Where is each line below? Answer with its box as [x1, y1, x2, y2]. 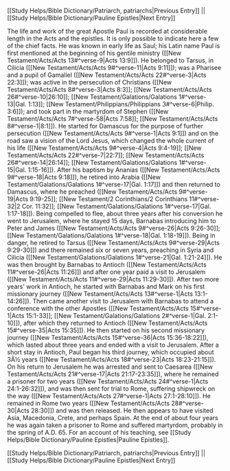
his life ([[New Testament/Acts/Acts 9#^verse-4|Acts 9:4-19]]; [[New [7, 144, 202, 152]
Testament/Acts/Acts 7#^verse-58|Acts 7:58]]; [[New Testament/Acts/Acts [7, 115, 218, 123]
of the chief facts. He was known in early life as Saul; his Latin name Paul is [7, 42, 220, 49]
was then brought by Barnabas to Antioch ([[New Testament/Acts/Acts [7, 261, 207, 268]
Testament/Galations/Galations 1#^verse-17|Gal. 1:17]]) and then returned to [7, 181, 221, 188]
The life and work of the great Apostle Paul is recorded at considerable [7, 27, 208, 35]
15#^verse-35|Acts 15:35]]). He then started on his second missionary [7, 326, 205, 334]
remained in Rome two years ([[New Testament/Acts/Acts [7, 399, 170, 407]
